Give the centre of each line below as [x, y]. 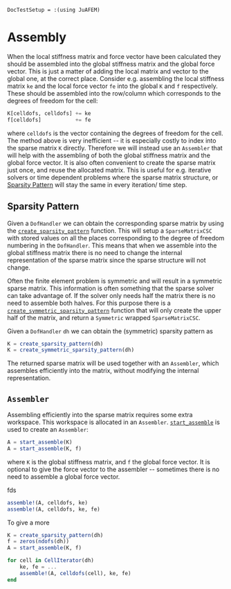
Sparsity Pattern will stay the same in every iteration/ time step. [97, 184]
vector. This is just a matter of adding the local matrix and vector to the [108, 71]
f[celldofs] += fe [49, 120]
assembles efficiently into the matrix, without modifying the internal [103, 371]
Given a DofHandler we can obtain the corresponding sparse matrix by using [115, 223]
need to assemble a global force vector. [64, 476]
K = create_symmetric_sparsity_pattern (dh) [71, 350]
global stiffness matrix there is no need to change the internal [95, 252]
